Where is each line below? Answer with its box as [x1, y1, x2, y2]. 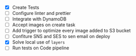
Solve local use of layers [12, 39, 65, 45]
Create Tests [12, 5, 39, 10]
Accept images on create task [12, 22, 76, 28]
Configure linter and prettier [12, 10, 71, 16]
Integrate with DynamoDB [12, 16, 67, 22]
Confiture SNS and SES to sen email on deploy [12, 33, 110, 40]
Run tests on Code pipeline [12, 45, 70, 51]
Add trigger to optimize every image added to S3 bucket [12, 28, 131, 34]
